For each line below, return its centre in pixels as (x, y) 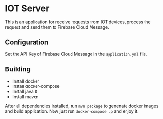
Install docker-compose (36, 86)
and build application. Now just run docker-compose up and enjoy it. (72, 111)
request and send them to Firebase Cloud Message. (57, 27)
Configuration (27, 42)
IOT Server (27, 8)
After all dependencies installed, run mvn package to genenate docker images (82, 106)
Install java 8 (25, 91)
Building (18, 69)
